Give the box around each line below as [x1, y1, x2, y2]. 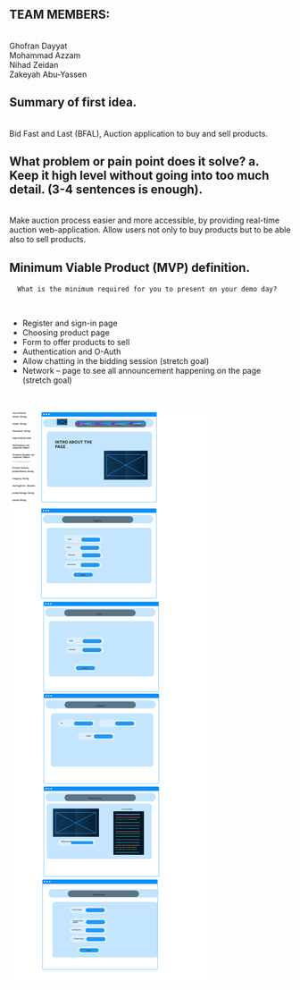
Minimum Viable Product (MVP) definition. [9, 259, 250, 275]
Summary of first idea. [9, 95, 137, 110]
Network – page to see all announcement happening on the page [21, 366, 262, 377]
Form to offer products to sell [21, 337, 130, 348]
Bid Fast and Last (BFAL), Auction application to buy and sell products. [9, 128, 268, 139]
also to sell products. [9, 234, 87, 245]
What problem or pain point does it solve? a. [9, 154, 260, 169]
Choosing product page [21, 327, 110, 338]
